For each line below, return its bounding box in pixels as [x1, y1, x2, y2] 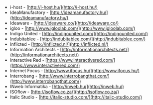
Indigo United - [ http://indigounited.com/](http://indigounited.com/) [9, 31, 148, 36]
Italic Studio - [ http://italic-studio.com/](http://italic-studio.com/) [9, 94, 143, 100]
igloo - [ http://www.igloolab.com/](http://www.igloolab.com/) [9, 25, 136, 31]
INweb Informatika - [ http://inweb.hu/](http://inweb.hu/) [9, 84, 124, 89]
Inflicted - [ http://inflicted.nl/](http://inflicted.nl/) [9, 41, 109, 47]
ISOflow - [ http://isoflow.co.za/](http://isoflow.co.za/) [9, 89, 120, 95]
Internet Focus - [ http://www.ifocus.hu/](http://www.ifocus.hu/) [9, 68, 140, 74]
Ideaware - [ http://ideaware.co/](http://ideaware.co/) [9, 20, 119, 26]
